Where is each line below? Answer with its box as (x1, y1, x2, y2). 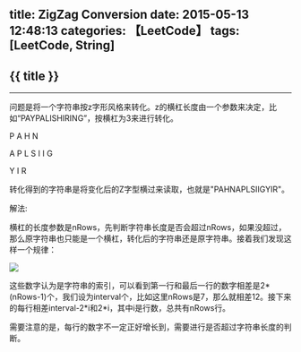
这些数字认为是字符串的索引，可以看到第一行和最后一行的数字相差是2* (9, 280, 271, 291)
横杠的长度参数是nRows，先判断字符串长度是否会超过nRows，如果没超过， (9, 222, 287, 233)
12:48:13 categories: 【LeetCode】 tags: (9, 23, 240, 39)
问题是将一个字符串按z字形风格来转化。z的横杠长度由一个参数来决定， (9, 102, 270, 113)
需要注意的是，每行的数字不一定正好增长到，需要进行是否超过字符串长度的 (9, 322, 284, 332)
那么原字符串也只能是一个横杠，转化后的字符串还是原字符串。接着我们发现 (9, 233, 284, 245)
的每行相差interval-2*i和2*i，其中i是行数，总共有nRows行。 (9, 303, 231, 313)
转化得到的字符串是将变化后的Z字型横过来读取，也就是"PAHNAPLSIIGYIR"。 (9, 184, 289, 195)
